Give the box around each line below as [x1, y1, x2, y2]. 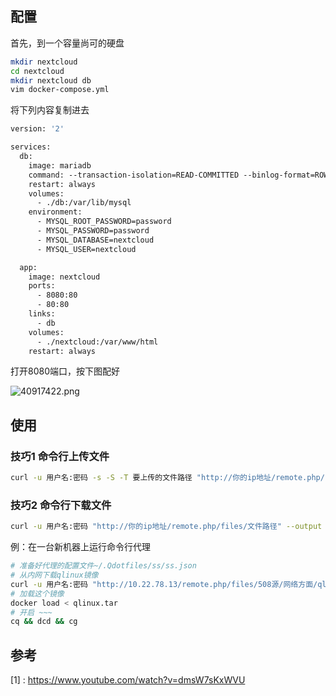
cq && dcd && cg [10, 617, 78, 627]
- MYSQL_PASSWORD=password [36, 226, 150, 236]
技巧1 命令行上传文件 [10, 449, 110, 463]
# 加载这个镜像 [10, 588, 65, 599]
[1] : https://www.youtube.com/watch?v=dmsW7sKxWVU [10, 674, 246, 686]
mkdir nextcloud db [10, 75, 92, 86]
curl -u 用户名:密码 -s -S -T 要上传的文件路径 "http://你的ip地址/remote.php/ [10, 473, 325, 483]
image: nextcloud [28, 272, 101, 282]
